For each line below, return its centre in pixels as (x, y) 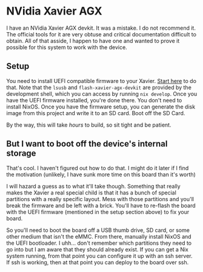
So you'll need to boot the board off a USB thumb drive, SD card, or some (98, 230)
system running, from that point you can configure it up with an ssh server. (99, 256)
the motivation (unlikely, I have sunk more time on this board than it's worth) (101, 174)
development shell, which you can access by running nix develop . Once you (102, 94)
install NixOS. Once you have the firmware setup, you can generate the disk (101, 107)
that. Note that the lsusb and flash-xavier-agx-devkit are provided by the (99, 87)
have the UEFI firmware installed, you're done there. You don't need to (94, 100)
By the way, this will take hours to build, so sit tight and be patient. (89, 125)
